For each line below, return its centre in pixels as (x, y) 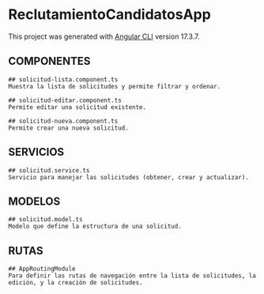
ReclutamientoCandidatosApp (109, 15)
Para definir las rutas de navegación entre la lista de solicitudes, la (132, 276)
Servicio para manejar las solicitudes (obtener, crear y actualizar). (128, 177)
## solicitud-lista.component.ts (63, 79)
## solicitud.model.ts (45, 220)
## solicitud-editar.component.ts (65, 100)
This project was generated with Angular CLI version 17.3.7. (104, 36)
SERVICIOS (36, 152)
